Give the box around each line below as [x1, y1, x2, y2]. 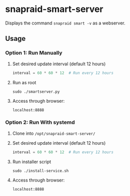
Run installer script [12, 159, 51, 165]
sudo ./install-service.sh [12, 168, 69, 173]
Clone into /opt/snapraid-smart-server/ [12, 130, 95, 136]
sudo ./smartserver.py [12, 89, 60, 94]
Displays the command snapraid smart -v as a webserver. [5, 20, 126, 26]
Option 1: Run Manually [5, 49, 62, 56]
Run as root [12, 79, 36, 85]
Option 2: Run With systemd [5, 119, 75, 126]
